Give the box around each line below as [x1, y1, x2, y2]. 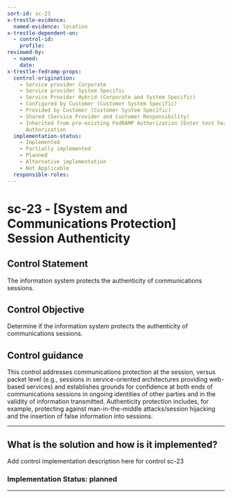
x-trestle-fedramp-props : [7, 68, 81, 75]
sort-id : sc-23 [7, 10, 51, 17]
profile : [19, 42, 45, 49]
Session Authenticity [7, 230, 131, 246]
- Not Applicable [19, 164, 70, 172]
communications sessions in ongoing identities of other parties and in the [7, 390, 216, 398]
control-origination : [13, 74, 76, 82]
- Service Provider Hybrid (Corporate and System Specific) [19, 94, 196, 101]
